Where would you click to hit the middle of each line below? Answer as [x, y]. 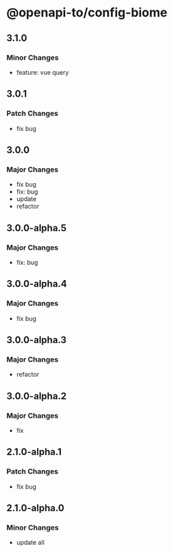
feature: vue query [42, 72]
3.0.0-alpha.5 [36, 228]
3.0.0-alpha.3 [36, 340]
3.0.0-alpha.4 [37, 284]
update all [30, 543]
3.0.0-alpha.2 [37, 396]
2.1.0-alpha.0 [35, 508]
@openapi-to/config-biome [87, 13]
